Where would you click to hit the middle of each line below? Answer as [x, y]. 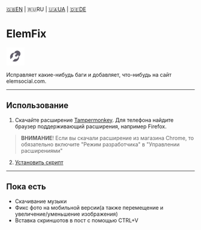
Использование [37, 106]
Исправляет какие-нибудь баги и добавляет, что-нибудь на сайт [89, 74]
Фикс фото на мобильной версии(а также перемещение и [89, 207]
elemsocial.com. [26, 81]
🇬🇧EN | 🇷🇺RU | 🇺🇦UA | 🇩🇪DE [46, 9]
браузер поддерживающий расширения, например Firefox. [91, 126]
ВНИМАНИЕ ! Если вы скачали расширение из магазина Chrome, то [107, 138]
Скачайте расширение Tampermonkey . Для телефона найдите [94, 120]
